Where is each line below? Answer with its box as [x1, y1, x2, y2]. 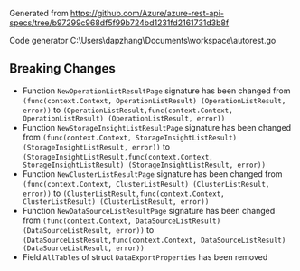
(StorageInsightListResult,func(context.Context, [22, 152, 214, 161]
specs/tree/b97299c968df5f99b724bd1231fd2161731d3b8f [9, 17, 230, 28]
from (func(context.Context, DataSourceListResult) [22, 215, 221, 226]
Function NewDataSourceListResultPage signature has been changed [22, 205, 276, 216]
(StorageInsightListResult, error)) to [22, 140, 170, 152]
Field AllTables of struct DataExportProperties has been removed [22, 251, 268, 262]
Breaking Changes [9, 61, 116, 76]
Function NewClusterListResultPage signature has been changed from [22, 168, 283, 179]
